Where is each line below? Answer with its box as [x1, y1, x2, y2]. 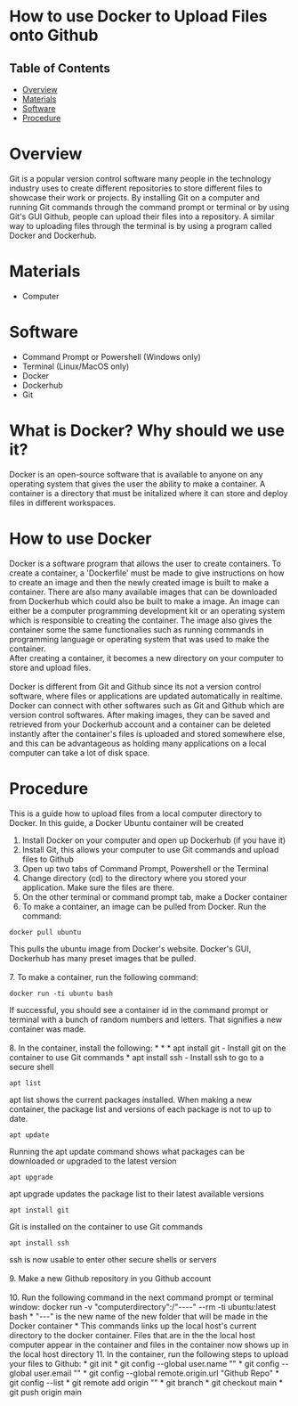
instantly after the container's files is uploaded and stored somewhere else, [9, 728, 286, 739]
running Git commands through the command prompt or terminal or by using [9, 201, 290, 212]
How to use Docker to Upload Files [9, 6, 269, 27]
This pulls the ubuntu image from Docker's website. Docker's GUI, [9, 943, 252, 954]
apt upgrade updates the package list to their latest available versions [9, 1188, 264, 1199]
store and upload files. [9, 662, 92, 673]
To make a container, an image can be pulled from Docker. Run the [21, 901, 267, 911]
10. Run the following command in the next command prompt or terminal [9, 1292, 274, 1303]
